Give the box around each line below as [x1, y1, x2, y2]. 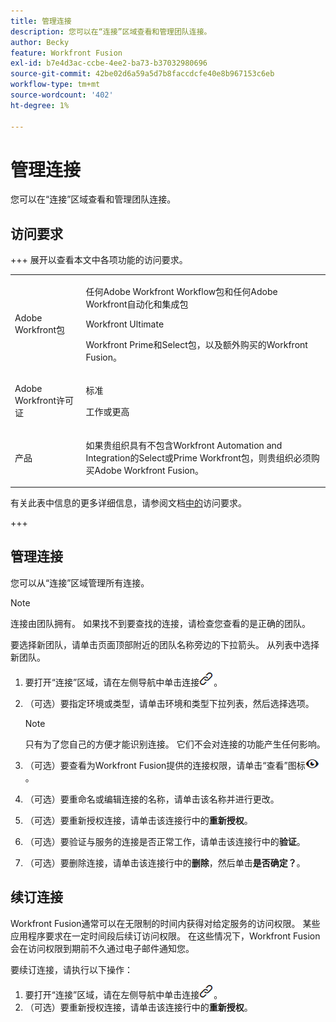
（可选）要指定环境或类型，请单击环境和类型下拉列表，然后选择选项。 [24, 697, 315, 709]
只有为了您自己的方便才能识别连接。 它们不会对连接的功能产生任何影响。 [24, 738, 326, 750]
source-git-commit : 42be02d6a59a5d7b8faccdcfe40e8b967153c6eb [10, 69, 275, 79]
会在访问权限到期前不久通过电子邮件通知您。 [10, 942, 195, 954]
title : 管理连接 [10, 16, 72, 26]
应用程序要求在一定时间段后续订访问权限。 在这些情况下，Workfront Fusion [10, 930, 321, 942]
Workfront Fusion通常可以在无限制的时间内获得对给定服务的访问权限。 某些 [10, 917, 321, 929]
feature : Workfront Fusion [10, 48, 123, 58]
